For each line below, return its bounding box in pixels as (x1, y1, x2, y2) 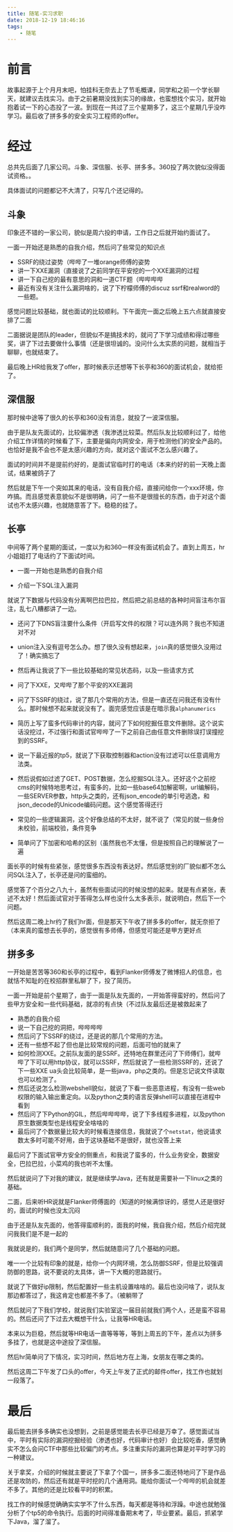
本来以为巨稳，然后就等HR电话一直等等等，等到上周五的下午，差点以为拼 (7, 1329, 216, 1338)
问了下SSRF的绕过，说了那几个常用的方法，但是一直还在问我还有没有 (17, 695, 216, 704)
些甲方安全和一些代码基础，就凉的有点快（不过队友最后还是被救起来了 (7, 1000, 208, 1008)
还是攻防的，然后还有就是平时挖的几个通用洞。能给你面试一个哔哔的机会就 (7, 1477, 220, 1485)
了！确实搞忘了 (17, 651, 60, 660)
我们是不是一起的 (19, 1230, 68, 1238)
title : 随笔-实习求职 (7, 10, 64, 17)
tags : (7, 23, 23, 30)
